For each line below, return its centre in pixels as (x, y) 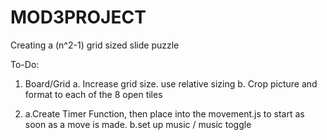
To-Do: (25, 64)
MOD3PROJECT (78, 17)
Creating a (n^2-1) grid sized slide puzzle (95, 45)
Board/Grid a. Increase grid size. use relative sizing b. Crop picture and (171, 83)
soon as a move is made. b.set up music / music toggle (138, 124)
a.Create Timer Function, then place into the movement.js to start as (164, 113)
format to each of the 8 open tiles (93, 94)
